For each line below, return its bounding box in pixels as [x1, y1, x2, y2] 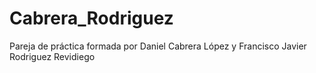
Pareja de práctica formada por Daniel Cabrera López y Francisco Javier [9, 40, 307, 52]
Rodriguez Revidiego [9, 50, 96, 62]
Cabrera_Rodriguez [9, 7, 174, 30]
